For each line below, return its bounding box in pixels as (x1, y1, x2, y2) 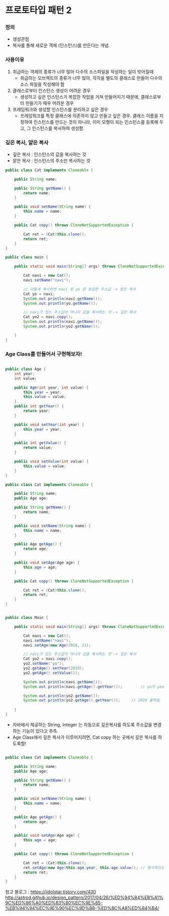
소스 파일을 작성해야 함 (20, 81, 65, 87)
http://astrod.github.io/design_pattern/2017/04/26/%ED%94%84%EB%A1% (5, 894, 163, 900)
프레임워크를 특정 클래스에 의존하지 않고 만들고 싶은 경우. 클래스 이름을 (20, 113, 158, 119)
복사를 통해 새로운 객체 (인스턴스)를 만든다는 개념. (12, 42, 110, 48)
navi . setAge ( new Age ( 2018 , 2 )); (23, 643, 92, 648)
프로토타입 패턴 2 (5, 5, 72, 16)
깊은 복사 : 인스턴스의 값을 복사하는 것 (12, 151, 87, 157)
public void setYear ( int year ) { (14, 422, 84, 427)
